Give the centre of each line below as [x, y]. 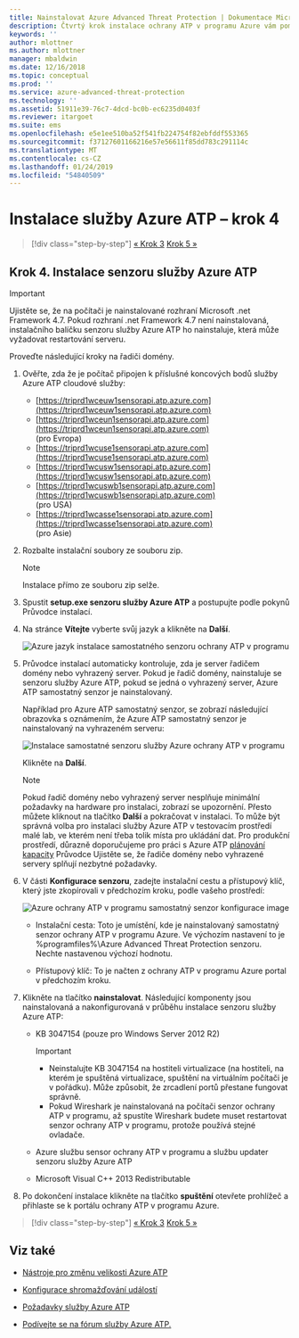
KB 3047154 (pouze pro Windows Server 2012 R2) [128, 1034]
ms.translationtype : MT [53, 150]
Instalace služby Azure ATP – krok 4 [145, 219]
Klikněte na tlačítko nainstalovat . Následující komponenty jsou [137, 997]
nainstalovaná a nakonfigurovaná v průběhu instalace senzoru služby [149, 1007]
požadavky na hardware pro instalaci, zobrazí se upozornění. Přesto [147, 807]
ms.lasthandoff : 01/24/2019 [61, 167]
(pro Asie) [54, 533]
